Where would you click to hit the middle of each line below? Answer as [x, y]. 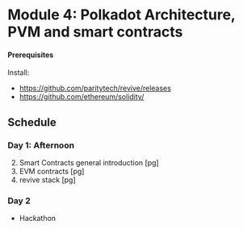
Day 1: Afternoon [41, 145]
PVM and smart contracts [95, 32]
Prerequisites [31, 55]
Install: [19, 73]
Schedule [32, 122]
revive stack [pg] [47, 180]
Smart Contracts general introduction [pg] [89, 163]
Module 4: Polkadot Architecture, [121, 15]
